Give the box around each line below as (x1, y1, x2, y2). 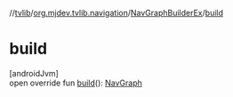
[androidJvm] (9, 68, 60, 78)
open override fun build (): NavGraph (9, 77, 142, 88)
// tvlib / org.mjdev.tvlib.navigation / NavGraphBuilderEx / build (9, 8, 224, 18)
